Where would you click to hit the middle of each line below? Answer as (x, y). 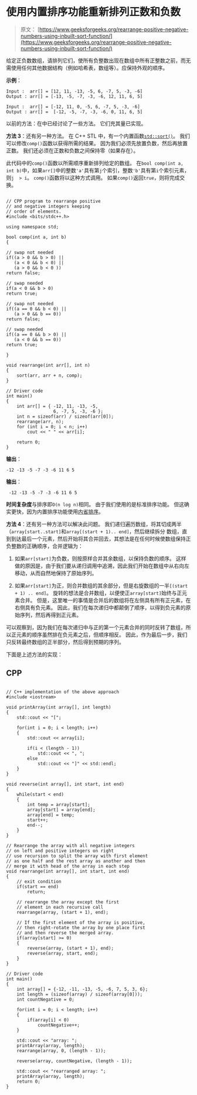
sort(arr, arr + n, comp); (50, 376)
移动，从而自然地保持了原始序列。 (56, 573)
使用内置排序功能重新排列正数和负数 (94, 12)
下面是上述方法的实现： (34, 654)
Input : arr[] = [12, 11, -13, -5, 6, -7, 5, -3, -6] (74, 91)
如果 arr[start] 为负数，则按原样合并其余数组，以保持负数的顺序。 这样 (100, 558)
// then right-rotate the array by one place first (81, 927)
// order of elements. (34, 212)
